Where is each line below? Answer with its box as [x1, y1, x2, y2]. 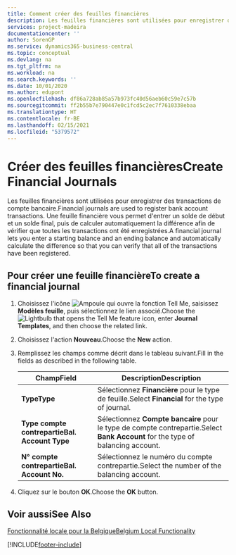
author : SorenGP [7, 37, 55, 44]
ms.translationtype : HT [7, 108, 77, 116]
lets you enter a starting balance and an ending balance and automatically [7, 234, 221, 243]
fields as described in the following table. [17, 356, 137, 365]
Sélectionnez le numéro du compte [97, 452, 213, 462]
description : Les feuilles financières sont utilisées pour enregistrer [7, 17, 225, 24]
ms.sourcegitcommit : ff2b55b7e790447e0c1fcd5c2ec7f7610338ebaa [7, 102, 197, 109]
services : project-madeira [7, 23, 86, 30]
